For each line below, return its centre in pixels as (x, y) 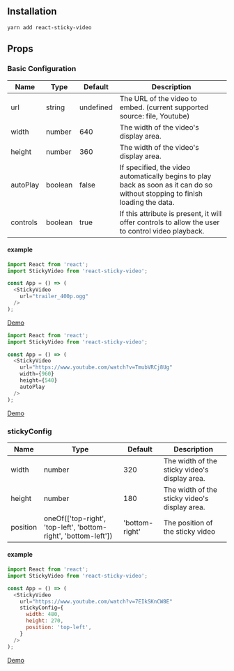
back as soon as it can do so (166, 185)
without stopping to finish (161, 193)
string (55, 107)
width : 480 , (43, 615)
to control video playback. (162, 231)
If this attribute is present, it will (171, 213)
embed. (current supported (164, 107)
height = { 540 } (39, 380)
